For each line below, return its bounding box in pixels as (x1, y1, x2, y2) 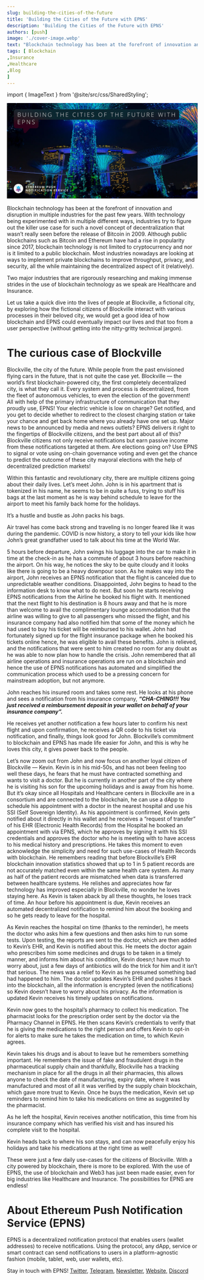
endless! (7, 1182, 28, 1189)
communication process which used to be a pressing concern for (7, 670, 169, 678)
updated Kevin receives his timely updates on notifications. (7, 995, 154, 1002)
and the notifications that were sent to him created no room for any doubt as (7, 645, 197, 652)
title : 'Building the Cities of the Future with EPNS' (7, 16, 148, 22)
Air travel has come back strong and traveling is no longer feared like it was (7, 524, 195, 531)
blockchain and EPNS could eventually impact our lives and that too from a (7, 318, 193, 325)
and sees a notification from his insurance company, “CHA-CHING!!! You (7, 695, 190, 702)
